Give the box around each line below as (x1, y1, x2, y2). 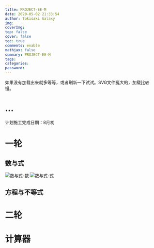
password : (5, 66, 25, 71)
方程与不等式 (5, 188, 44, 197)
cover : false (5, 34, 31, 39)
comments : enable (5, 43, 40, 48)
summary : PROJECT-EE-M (5, 52, 51, 57)
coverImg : (5, 25, 25, 30)
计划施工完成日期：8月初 (5, 119, 55, 125)
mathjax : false (5, 47, 36, 52)
